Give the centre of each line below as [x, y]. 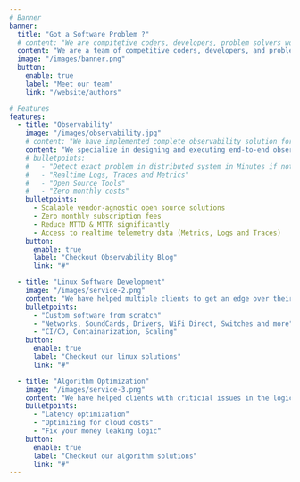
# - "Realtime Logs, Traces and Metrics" [108, 175]
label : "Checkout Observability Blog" [105, 258]
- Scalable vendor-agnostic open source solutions [129, 208]
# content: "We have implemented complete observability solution [151, 142]
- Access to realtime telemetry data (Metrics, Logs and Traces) [157, 233]
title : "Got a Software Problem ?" [83, 34]
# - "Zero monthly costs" [77, 191]
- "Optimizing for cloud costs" [93, 423]
